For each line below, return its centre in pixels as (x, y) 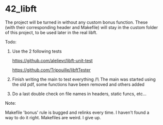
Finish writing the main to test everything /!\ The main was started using (84, 79)
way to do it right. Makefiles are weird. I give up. (53, 117)
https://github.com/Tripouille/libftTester (51, 70)
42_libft (21, 9)
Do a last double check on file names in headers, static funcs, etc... (79, 94)
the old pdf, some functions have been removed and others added (78, 84)
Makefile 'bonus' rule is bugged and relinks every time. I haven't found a (77, 112)
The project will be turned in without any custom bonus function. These (76, 22)
